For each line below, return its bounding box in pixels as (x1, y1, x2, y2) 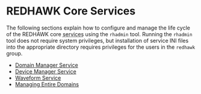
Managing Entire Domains (14, 80, 79, 88)
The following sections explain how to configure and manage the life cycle (6, 24, 191, 31)
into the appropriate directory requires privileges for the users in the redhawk (6, 43, 196, 51)
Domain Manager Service (14, 61, 78, 69)
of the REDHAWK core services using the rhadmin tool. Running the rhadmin (6, 30, 193, 37)
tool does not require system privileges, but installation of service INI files (6, 37, 189, 44)
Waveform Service (14, 74, 61, 81)
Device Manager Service (14, 67, 76, 75)
